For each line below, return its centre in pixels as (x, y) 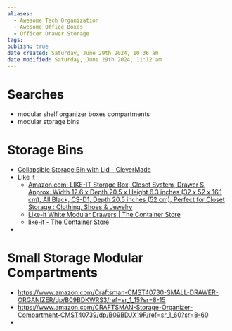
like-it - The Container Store (69, 222)
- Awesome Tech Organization (56, 20)
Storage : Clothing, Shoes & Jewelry (80, 207)
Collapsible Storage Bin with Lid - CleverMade (84, 169)
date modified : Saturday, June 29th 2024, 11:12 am (84, 60)
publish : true (28, 46)
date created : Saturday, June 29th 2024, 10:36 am (83, 54)
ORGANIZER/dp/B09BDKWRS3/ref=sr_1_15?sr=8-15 (91, 299)
